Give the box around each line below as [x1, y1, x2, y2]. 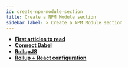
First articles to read [14, 36, 66, 43]
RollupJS [14, 48, 37, 55]
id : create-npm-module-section [6, 8, 83, 15]
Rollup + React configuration [14, 54, 87, 62]
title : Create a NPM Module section [6, 14, 96, 20]
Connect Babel [14, 42, 52, 49]
